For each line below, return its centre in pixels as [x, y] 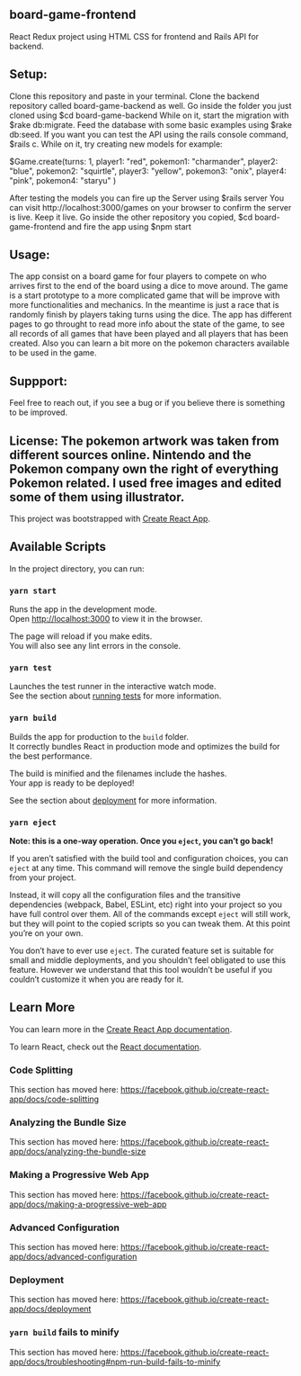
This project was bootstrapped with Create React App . [110, 519]
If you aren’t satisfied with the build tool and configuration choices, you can [149, 859]
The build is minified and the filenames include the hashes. [118, 773]
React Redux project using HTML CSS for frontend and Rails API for [134, 36]
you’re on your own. [46, 933]
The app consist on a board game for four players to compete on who [138, 276]
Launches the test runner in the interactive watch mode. [113, 687]
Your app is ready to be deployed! [72, 783]
